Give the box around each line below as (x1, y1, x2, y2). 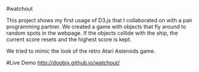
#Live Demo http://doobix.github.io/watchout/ (6, 59, 120, 66)
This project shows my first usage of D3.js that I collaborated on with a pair (6, 17, 193, 23)
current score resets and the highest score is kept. (6, 36, 131, 43)
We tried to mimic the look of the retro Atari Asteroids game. (6, 47, 156, 55)
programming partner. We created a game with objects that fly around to (6, 23, 186, 30)
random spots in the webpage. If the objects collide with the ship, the (6, 29, 178, 37)
